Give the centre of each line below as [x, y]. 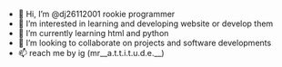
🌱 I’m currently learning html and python [93, 33]
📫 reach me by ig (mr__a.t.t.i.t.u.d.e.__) [91, 53]
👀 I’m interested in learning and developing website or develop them [146, 24]
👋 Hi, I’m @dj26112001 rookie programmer [96, 14]
